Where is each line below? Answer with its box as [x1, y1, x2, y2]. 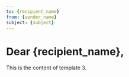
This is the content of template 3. [6, 64, 87, 71]
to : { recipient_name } [6, 8, 60, 15]
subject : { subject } [6, 19, 54, 25]
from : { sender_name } [6, 14, 57, 20]
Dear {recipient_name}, [6, 45, 124, 58]
